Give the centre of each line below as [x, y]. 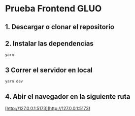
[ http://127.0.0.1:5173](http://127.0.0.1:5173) [48, 109]
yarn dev [14, 81]
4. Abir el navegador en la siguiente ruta [68, 97]
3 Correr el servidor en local [49, 70]
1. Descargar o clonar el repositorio [60, 27]
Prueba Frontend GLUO [53, 9]
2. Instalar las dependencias [49, 43]
